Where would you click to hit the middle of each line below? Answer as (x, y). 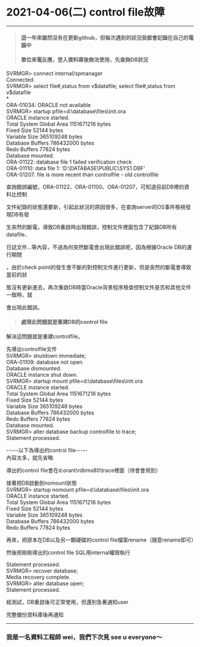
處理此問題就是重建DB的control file (64, 322)
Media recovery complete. (38, 577)
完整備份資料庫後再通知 (35, 614)
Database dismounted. (34, 368)
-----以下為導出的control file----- (47, 450)
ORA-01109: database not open (44, 362)
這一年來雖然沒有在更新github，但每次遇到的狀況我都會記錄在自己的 (104, 37)
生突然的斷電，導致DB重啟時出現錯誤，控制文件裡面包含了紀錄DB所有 (92, 227)
